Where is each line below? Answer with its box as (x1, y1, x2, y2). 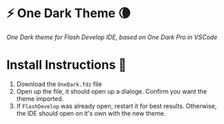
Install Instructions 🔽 (6, 57, 127, 73)
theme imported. (16, 94, 64, 103)
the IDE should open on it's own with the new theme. (16, 109, 166, 117)
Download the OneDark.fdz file (16, 80, 102, 88)
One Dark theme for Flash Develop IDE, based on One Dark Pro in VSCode (6, 32, 218, 41)
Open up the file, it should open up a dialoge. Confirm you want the (16, 87, 208, 95)
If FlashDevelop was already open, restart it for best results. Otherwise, (16, 101, 217, 110)
